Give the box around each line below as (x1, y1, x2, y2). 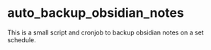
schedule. (7, 35, 37, 44)
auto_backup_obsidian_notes (7, 5, 184, 21)
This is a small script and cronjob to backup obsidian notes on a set (7, 28, 204, 37)
